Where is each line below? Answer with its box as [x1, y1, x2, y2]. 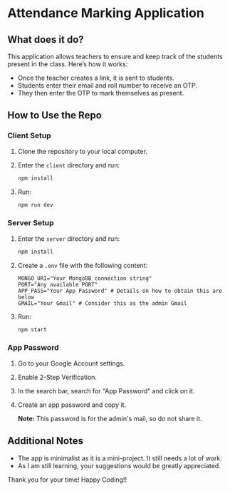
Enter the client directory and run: [17, 160, 120, 169]
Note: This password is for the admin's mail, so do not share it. [17, 414, 202, 423]
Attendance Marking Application [7, 5, 204, 21]
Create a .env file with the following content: [17, 261, 148, 269]
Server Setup [7, 218, 55, 228]
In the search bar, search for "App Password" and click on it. [17, 386, 195, 395]
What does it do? [7, 33, 84, 46]
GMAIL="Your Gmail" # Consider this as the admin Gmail [17, 299, 187, 307]
